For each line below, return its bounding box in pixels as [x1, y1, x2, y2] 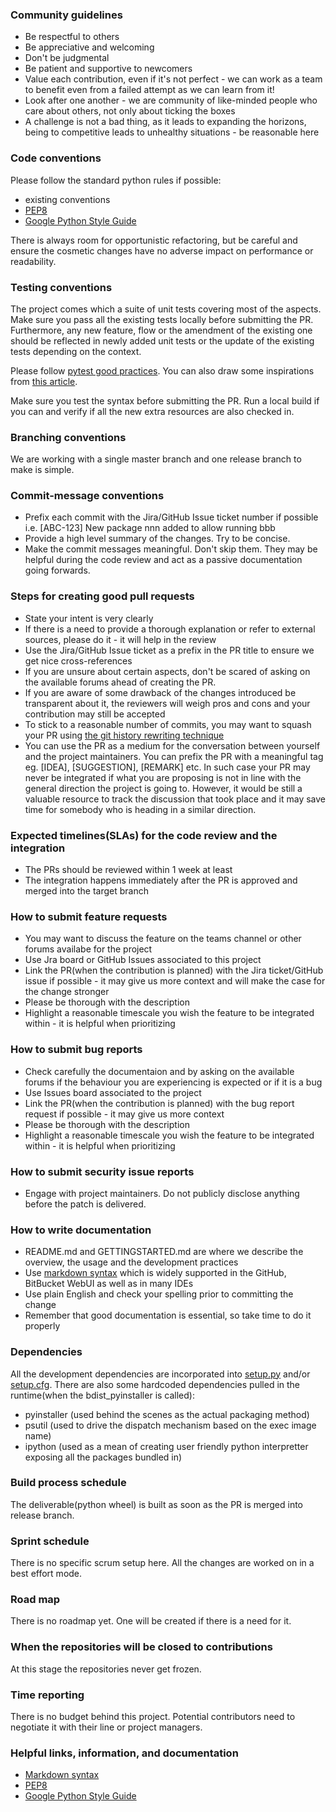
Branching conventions [10, 430, 127, 444]
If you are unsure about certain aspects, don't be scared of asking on [24, 665, 311, 677]
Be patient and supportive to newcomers [24, 63, 193, 75]
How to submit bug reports [10, 1043, 143, 1057]
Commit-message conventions [10, 489, 165, 503]
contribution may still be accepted [24, 708, 166, 720]
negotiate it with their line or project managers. [10, 1721, 203, 1733]
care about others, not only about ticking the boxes [24, 105, 236, 117]
